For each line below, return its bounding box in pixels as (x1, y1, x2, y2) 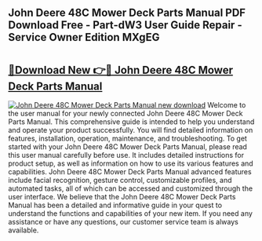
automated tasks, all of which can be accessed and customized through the (8, 184, 253, 193)
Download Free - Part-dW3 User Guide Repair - (8, 19, 242, 32)
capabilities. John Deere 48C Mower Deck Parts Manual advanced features (8, 167, 253, 176)
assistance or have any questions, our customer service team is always (8, 217, 239, 226)
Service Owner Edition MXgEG (8, 31, 160, 44)
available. (8, 225, 39, 235)
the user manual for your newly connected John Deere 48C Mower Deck (8, 109, 243, 118)
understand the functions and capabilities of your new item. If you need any (8, 209, 253, 218)
